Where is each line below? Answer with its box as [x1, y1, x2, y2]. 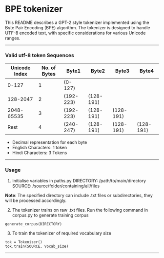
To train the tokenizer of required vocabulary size [12, 230, 111, 236]
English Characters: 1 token [12, 145, 67, 151]
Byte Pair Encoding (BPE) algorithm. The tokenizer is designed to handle [5, 24, 150, 30]
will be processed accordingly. [5, 198, 67, 203]
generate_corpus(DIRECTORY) [5, 221, 62, 226]
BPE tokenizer [5, 3, 63, 15]
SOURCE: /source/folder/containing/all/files [12, 183, 100, 189]
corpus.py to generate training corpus [12, 212, 89, 218]
